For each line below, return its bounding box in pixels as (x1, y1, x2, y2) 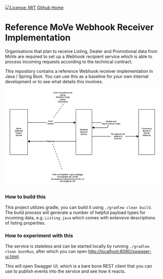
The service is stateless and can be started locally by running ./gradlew (5, 243, 150, 249)
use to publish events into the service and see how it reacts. (5, 268, 126, 274)
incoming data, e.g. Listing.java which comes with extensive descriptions (5, 215, 155, 221)
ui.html (5, 254, 19, 259)
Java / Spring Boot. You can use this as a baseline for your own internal (5, 73, 149, 79)
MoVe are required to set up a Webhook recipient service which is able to (5, 53, 153, 59)
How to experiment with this (5, 232, 73, 239)
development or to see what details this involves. (5, 78, 103, 84)
